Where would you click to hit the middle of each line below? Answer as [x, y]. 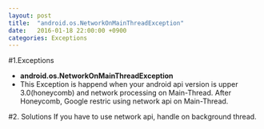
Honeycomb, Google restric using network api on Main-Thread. [124, 101]
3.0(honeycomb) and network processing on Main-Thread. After [126, 93]
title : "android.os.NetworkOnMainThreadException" [96, 23]
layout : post [30, 16]
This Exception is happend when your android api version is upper [129, 84]
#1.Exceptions [31, 61]
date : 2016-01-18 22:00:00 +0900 [68, 30]
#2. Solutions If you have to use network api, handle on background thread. [133, 117]
